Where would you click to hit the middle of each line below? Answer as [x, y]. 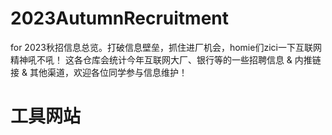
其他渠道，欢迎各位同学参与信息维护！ [108, 72]
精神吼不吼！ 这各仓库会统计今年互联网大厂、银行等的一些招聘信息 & [151, 59]
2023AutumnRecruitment [120, 18]
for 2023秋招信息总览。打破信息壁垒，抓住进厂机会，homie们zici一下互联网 [166, 47]
